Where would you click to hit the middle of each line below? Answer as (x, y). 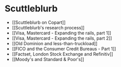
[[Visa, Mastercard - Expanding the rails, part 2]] (62, 38)
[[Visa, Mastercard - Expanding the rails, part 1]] (61, 33)
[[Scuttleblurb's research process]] (48, 27)
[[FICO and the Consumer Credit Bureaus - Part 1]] (64, 49)
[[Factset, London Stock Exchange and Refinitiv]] (62, 54)
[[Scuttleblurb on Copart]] (39, 22)
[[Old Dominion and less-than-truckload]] (55, 43)
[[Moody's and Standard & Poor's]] (48, 59)
